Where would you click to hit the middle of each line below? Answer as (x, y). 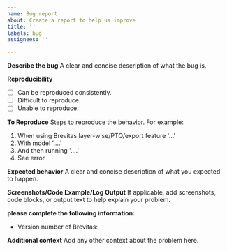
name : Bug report (32, 14)
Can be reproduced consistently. (64, 93)
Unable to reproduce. (48, 108)
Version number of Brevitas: (58, 227)
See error (31, 158)
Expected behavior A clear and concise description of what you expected (114, 172)
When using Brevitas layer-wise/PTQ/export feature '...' (96, 136)
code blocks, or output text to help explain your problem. (89, 200)
